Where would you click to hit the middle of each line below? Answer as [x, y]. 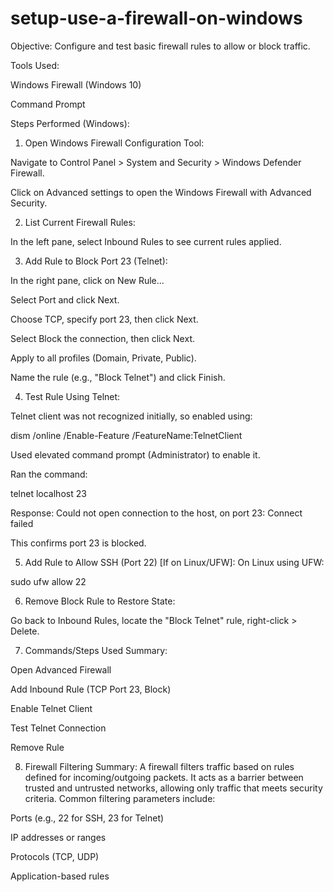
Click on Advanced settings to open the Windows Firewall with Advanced [161, 192]
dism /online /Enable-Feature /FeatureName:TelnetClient [126, 435]
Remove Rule [37, 747]
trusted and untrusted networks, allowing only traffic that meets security [173, 788]
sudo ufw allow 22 [48, 581]
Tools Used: [35, 65]
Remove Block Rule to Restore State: [100, 601]
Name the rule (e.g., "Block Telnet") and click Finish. [118, 377]
